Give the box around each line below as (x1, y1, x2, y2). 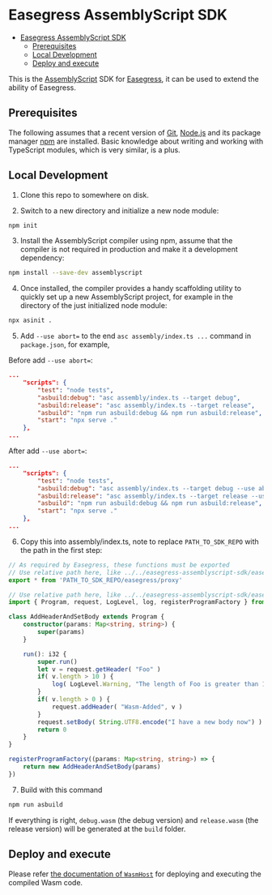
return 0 (37, 726, 67, 734)
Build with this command (19, 785, 103, 794)
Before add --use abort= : (8, 355, 93, 366)
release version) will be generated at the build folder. (8, 824, 186, 833)
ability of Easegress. (8, 83, 77, 92)
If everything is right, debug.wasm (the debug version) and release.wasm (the (8, 815, 259, 824)
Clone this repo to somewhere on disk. (19, 190, 150, 199)
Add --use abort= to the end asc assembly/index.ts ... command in (19, 331, 252, 341)
